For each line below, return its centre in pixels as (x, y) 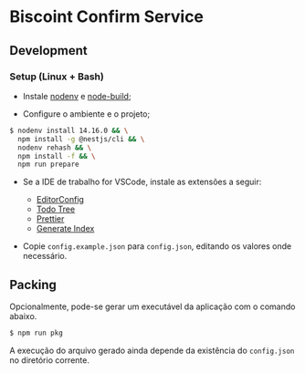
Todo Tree (56, 209)
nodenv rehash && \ (55, 148)
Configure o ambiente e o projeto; (86, 114)
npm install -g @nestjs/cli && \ (81, 139)
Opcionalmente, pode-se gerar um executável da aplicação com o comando (152, 306)
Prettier (50, 219)
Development (49, 51)
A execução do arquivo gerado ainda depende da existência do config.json (152, 350)
